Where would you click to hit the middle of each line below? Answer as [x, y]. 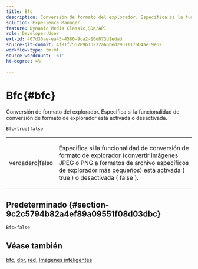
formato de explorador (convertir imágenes [118, 155]
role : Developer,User [33, 34]
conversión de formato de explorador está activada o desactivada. [87, 118]
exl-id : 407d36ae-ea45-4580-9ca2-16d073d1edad [64, 39]
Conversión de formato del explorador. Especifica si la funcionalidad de [93, 112]
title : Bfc [19, 12]
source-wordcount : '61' [35, 56]
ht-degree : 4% [24, 61]
